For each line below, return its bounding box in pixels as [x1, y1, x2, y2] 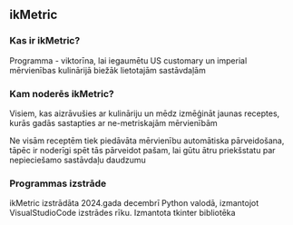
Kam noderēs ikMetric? [9, 87, 115, 100]
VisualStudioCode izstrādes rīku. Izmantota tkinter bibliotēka [9, 208, 236, 219]
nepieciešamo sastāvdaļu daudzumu [9, 154, 147, 165]
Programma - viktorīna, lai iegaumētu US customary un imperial [9, 54, 248, 66]
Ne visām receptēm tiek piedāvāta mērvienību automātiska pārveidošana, [9, 135, 285, 146]
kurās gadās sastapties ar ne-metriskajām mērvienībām [9, 117, 218, 128]
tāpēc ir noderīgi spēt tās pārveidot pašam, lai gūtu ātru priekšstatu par [9, 144, 276, 155]
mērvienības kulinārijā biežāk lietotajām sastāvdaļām [9, 64, 206, 75]
